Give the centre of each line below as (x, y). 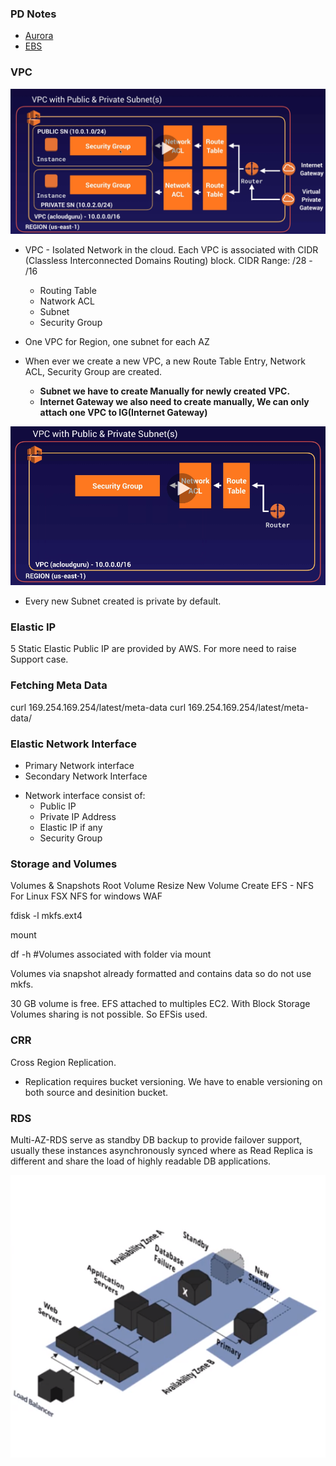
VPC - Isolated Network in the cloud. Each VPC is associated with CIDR (171, 249)
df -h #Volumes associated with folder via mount (111, 954)
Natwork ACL (67, 301)
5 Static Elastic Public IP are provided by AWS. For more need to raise (153, 649)
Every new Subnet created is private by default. (123, 601)
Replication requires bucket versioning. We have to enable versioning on (173, 1081)
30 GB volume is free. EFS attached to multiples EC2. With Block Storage (160, 1004)
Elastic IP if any (71, 828)
